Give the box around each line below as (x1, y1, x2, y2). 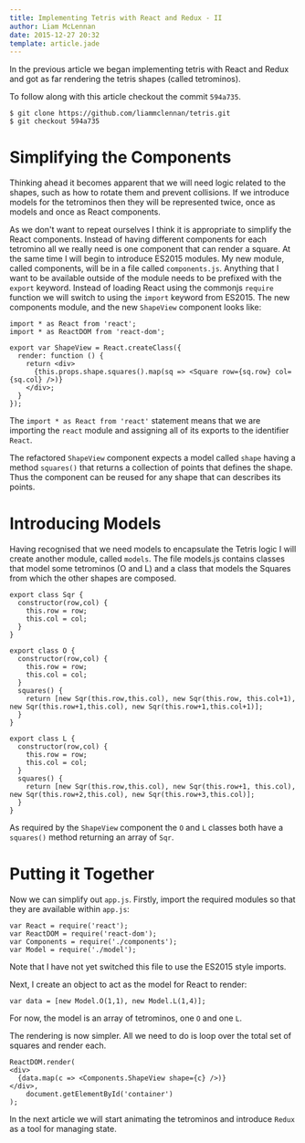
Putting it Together (9, 864, 155, 885)
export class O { (9, 646, 76, 655)
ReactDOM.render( (9, 1058, 76, 1067)
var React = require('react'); (9, 921, 129, 931)
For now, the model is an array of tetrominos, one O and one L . (9, 1012, 242, 1023)
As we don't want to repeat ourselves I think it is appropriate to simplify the (9, 225, 292, 236)
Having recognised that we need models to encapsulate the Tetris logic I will (9, 544, 297, 555)
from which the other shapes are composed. (9, 572, 177, 584)
